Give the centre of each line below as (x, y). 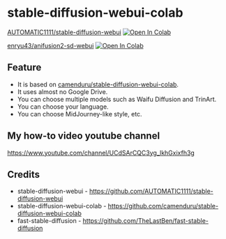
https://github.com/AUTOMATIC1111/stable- (152, 191)
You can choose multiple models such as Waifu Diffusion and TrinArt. (117, 99)
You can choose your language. (63, 107)
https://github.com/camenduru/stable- (163, 206)
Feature (24, 68)
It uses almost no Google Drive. (62, 91)
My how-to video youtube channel (84, 136)
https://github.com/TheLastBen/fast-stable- (146, 221)
